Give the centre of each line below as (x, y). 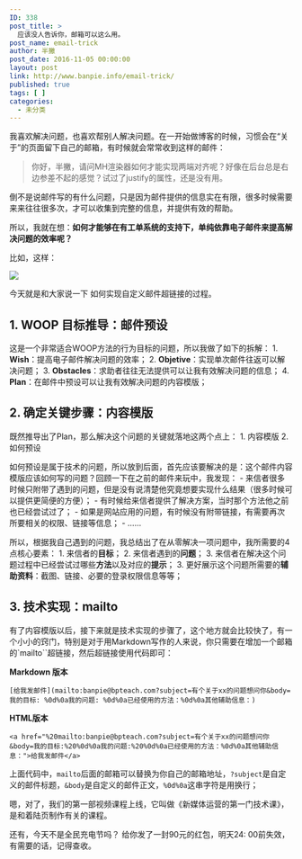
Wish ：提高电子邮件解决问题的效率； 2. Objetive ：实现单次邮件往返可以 (143, 360)
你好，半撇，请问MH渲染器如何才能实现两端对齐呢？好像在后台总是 (156, 166)
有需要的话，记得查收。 (53, 846)
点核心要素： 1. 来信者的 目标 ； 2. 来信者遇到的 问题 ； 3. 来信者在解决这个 (144, 553)
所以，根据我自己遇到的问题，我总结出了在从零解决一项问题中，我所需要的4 (150, 541)
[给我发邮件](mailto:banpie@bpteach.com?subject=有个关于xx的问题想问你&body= (150, 690)
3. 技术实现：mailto (64, 607)
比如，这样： (33, 258)
